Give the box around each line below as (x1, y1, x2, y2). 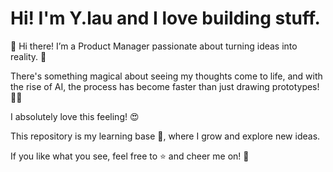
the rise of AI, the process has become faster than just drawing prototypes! (10, 80, 320, 92)
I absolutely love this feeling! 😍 (10, 110, 140, 122)
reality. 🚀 (10, 50, 47, 62)
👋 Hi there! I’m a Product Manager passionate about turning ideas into (10, 40, 298, 52)
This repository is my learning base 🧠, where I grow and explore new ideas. (10, 130, 321, 142)
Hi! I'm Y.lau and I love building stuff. (10, 7, 321, 30)
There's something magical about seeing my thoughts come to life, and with (10, 70, 323, 82)
